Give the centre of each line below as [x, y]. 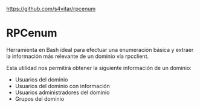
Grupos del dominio [40, 98]
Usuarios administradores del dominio [62, 92]
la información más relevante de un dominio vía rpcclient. [78, 56]
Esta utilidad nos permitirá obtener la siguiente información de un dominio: [99, 68]
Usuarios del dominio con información [63, 86]
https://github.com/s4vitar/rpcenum [51, 9]
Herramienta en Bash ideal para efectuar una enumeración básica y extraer [100, 49]
